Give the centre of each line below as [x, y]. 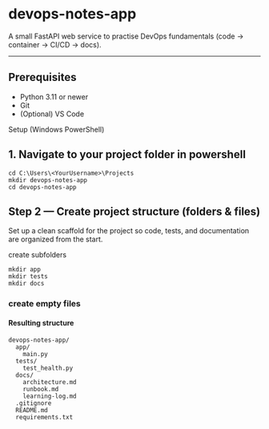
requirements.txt [44, 417]
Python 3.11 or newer [54, 96]
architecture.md [50, 382]
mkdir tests [28, 277]
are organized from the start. [56, 239]
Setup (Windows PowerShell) [56, 129]
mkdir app [25, 269]
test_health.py [48, 368]
